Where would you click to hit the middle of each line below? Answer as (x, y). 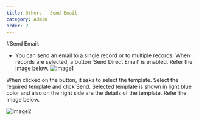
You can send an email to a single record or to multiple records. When (103, 55)
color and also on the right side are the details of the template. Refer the (96, 93)
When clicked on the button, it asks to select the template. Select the (93, 80)
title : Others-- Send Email (42, 13)
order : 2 (17, 26)
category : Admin (27, 19)
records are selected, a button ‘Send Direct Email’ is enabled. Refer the (104, 62)
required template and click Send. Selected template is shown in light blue (99, 87)
